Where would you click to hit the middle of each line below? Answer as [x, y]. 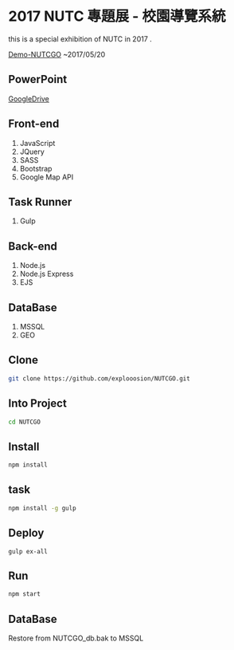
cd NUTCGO [25, 422]
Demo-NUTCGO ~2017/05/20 [57, 54]
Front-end [34, 124]
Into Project [38, 404]
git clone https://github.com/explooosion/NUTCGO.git [99, 378]
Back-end [33, 246]
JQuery [32, 152]
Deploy [26, 533]
